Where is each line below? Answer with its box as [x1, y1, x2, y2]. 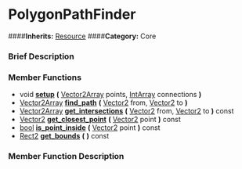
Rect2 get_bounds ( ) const [19, 131, 110, 141]
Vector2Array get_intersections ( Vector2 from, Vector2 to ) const [19, 106, 234, 116]
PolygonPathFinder [8, 5, 136, 23]
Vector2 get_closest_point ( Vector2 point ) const [19, 115, 182, 124]
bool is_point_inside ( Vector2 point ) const [19, 123, 161, 132]
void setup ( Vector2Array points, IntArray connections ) [19, 90, 202, 99]
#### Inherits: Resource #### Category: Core [8, 31, 157, 41]
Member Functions [8, 72, 82, 83]
